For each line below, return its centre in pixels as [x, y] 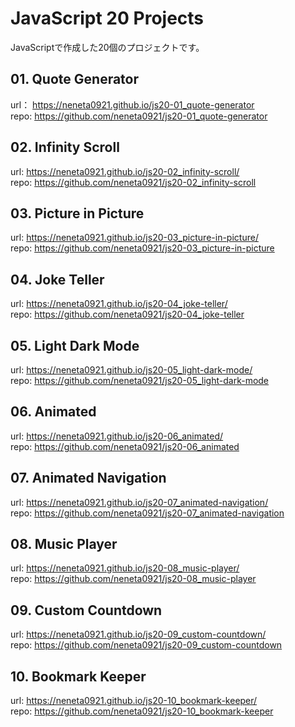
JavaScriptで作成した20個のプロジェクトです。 [107, 47]
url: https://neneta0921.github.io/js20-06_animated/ [117, 436]
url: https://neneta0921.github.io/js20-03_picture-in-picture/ [134, 238]
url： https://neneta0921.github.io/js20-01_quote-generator [132, 104]
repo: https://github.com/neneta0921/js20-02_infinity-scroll [133, 182]
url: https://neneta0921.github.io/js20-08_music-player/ [125, 568]
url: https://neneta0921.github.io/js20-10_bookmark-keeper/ [134, 701]
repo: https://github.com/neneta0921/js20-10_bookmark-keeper [142, 711]
